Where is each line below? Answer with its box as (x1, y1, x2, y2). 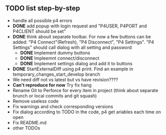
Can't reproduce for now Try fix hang (12, 82, 92, 88)
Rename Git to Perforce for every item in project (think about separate (12, 87, 158, 93)
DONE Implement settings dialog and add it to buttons (20, 60, 133, 66)
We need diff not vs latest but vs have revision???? (12, 76, 118, 82)
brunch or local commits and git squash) (12, 93, 97, 99)
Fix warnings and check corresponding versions (12, 103, 113, 109)
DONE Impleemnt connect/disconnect (20, 55, 100, 61)
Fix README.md (12, 119, 47, 125)
